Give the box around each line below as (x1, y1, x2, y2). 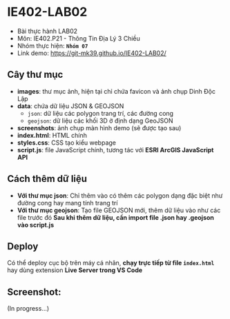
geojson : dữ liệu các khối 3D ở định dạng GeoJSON (27, 116, 174, 125)
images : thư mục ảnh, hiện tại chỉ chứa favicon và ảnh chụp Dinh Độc (17, 87, 216, 95)
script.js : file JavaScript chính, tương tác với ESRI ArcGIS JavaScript (17, 145, 214, 154)
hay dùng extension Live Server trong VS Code (7, 266, 143, 274)
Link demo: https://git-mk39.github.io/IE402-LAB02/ (17, 49, 167, 57)
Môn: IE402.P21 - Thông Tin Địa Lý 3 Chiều (17, 34, 140, 42)
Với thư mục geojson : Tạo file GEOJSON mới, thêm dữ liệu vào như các (17, 206, 221, 214)
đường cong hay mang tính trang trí (17, 198, 118, 207)
